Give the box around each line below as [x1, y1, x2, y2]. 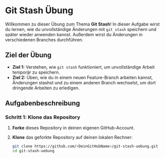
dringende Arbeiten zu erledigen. [12, 85, 80, 91]
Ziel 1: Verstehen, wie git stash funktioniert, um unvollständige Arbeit [12, 64, 155, 70]
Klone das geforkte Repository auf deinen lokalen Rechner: [12, 134, 133, 140]
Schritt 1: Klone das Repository [5, 114, 80, 121]
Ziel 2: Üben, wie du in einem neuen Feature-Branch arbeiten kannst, [12, 74, 153, 80]
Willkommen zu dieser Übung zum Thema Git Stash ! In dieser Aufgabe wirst [5, 21, 160, 27]
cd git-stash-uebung [12, 149, 55, 154]
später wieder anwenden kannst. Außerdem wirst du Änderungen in [5, 31, 143, 37]
